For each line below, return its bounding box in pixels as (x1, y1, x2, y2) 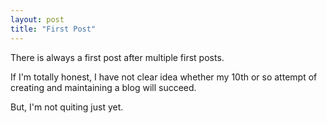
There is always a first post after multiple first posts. (10, 51, 225, 63)
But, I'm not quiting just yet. (10, 101, 124, 113)
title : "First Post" (10, 24, 97, 34)
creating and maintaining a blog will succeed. (10, 81, 197, 93)
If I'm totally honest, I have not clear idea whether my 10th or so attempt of (10, 71, 318, 83)
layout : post (10, 14, 65, 25)
